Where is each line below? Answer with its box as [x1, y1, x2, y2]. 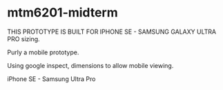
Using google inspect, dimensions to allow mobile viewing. [7, 61, 174, 69]
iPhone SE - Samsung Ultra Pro [7, 74, 96, 83]
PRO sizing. [7, 34, 40, 43]
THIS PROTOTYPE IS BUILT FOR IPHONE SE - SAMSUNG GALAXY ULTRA [7, 27, 216, 36]
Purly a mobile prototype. [7, 48, 79, 56]
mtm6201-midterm [7, 5, 119, 21]
